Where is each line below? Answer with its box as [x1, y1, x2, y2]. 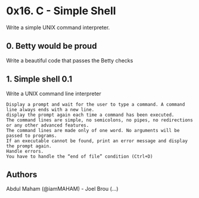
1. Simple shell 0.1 [6, 74, 73, 84]
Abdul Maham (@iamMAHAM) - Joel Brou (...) [6, 186, 119, 193]
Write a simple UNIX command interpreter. [6, 24, 110, 31]
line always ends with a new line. [6, 106, 95, 112]
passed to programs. [6, 133, 58, 139]
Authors [6, 169, 38, 180]
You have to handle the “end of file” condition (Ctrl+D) [6, 153, 153, 159]
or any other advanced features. [6, 122, 89, 128]
